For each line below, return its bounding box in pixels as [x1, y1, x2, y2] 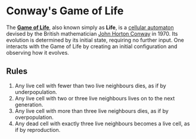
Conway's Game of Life [6, 4, 124, 18]
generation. [14, 101, 43, 108]
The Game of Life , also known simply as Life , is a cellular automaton [6, 24, 174, 31]
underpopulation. [14, 88, 58, 96]
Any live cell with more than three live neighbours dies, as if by [14, 107, 169, 114]
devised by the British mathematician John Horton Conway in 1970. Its [6, 30, 178, 37]
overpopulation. [14, 113, 54, 121]
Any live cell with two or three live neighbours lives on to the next [14, 94, 175, 102]
